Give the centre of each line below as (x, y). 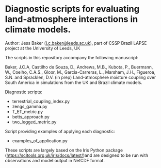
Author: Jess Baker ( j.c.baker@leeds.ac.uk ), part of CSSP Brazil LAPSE (76, 43)
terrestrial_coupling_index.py (41, 101)
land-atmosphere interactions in (72, 19)
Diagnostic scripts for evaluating (72, 9)
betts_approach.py (31, 117)
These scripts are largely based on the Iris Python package (64, 150)
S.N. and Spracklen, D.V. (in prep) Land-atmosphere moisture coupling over (80, 77)
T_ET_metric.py (27, 111)
